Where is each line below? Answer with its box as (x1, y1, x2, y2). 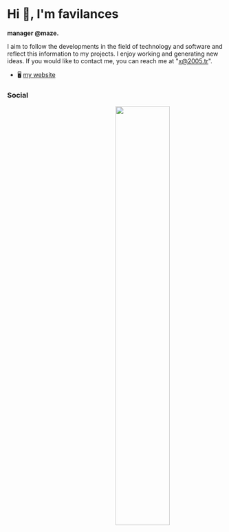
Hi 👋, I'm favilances (7, 6, 119, 22)
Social (7, 90, 29, 100)
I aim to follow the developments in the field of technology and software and (7, 42, 223, 50)
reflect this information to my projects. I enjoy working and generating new (7, 49, 219, 58)
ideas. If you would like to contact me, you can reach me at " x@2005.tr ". (7, 56, 213, 65)
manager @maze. (7, 29, 59, 37)
